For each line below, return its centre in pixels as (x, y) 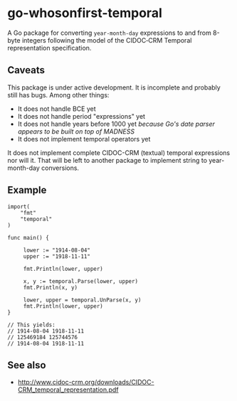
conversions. (60, 168)
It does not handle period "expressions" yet (81, 116)
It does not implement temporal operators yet (84, 139)
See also (27, 365)
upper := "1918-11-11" (57, 256)
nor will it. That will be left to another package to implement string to (107, 160)
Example (27, 190)
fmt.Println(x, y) (51, 287)
